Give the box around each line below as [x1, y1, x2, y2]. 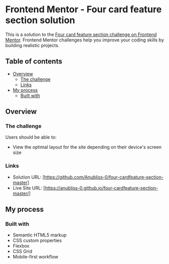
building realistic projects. [5, 42, 60, 48]
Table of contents [5, 57, 62, 66]
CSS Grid [12, 248, 32, 254]
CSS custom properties [12, 237, 62, 244]
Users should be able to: [5, 134, 57, 140]
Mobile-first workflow [12, 254, 59, 260]
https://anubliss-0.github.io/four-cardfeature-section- [45, 185, 158, 191]
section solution [5, 14, 76, 26]
